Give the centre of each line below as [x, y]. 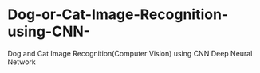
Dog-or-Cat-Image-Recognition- [118, 15]
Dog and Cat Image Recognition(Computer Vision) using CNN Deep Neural [130, 53]
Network [22, 62]
